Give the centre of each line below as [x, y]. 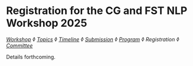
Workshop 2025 [47, 23]
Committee [19, 46]
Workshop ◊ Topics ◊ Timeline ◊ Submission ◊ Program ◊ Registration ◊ [93, 39]
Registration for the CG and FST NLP [97, 11]
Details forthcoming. [31, 57]
